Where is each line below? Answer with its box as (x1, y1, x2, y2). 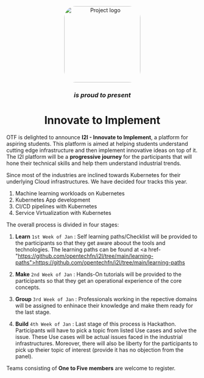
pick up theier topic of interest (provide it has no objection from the (15, 346, 184, 354)
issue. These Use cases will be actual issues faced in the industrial (15, 333, 183, 340)
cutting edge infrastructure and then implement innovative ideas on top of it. (6, 147, 198, 154)
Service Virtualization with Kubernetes (15, 209, 111, 216)
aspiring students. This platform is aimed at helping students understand (6, 140, 189, 147)
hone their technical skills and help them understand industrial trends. (6, 159, 181, 167)
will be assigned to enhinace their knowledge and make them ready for (15, 302, 194, 309)
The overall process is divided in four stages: (6, 220, 119, 228)
